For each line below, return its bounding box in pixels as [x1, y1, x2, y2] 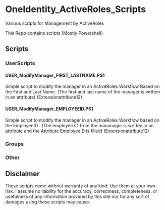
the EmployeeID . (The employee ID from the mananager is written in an [5, 122, 154, 128]
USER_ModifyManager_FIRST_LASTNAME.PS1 [5, 72, 105, 78]
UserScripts [5, 60, 35, 67]
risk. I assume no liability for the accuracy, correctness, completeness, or [5, 188, 158, 194]
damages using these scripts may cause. [5, 199, 91, 205]
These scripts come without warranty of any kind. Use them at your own [5, 183, 156, 189]
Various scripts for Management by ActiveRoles [5, 20, 104, 26]
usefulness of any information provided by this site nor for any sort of [5, 193, 150, 200]
